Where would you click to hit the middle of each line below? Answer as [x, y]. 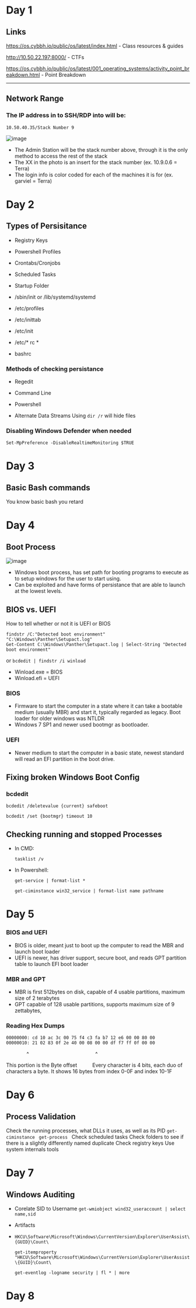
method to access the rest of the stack [61, 156]
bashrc [23, 354]
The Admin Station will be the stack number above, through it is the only [101, 149]
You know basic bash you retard [45, 502]
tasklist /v [29, 859]
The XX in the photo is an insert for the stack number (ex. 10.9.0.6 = [96, 162]
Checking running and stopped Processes [84, 834]
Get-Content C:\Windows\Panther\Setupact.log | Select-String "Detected [96, 645]
